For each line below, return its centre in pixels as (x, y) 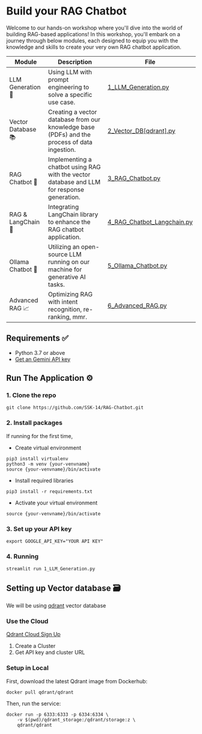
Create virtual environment (48, 448)
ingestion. (62, 149)
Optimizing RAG (70, 294)
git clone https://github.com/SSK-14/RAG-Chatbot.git (75, 408)
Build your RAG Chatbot (66, 11)
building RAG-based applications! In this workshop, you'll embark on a (93, 34)
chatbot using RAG (74, 167)
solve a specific (70, 95)
